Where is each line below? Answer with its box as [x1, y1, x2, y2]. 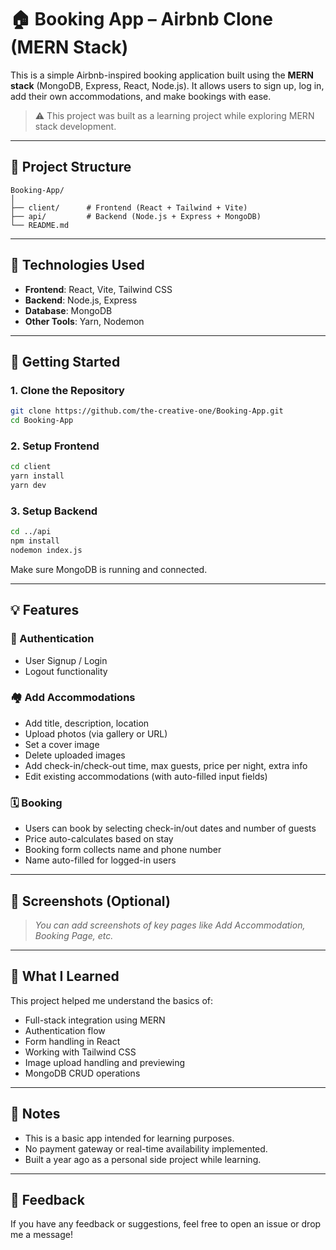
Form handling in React [24, 1035, 121, 1047]
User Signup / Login [24, 654, 108, 666]
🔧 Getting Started [10, 353, 121, 370]
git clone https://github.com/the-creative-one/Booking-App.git [10, 406, 284, 416]
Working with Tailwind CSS [24, 1046, 137, 1058]
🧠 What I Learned [10, 968, 120, 985]
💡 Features [10, 602, 80, 619]
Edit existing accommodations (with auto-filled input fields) [24, 770, 268, 782]
